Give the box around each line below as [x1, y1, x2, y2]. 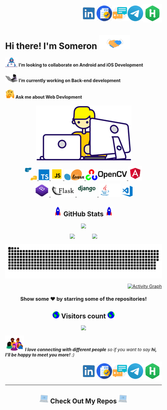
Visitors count [61, 312, 106, 320]
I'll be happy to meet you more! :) [5, 352, 75, 358]
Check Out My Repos [50, 397, 117, 406]
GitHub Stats [63, 210, 104, 218]
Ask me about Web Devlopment [15, 94, 83, 100]
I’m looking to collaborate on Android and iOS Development [18, 62, 143, 68]
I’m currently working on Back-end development [18, 78, 121, 84]
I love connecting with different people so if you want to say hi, [24, 347, 157, 353]
